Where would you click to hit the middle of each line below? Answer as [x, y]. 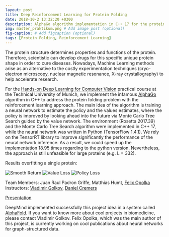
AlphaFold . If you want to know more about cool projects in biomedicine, [80, 213]
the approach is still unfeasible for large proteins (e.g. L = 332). [71, 153]
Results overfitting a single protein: [41, 163]
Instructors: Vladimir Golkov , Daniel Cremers [51, 188]
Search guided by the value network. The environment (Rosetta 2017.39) [80, 121]
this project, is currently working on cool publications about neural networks [84, 223]
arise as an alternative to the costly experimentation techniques [71, 68]
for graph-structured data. [32, 229]
